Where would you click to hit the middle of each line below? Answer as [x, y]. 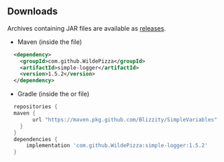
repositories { [36, 107]
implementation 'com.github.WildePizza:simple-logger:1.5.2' [117, 146]
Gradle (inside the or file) [53, 94]
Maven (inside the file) [50, 42]
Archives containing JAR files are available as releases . [87, 28]
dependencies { [36, 139]
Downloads [33, 12]
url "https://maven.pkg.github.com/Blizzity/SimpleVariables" [125, 119]
